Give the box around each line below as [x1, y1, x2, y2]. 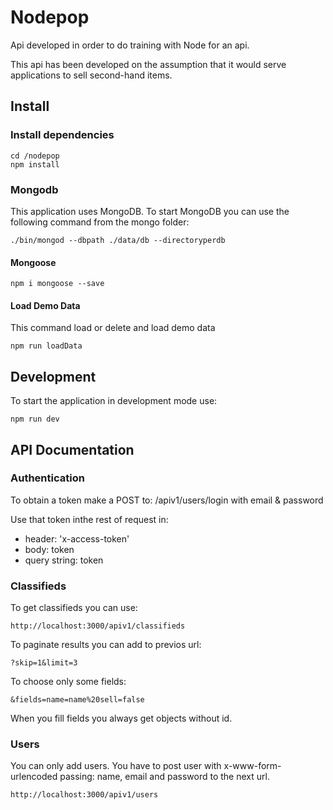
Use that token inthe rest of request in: [10, 513, 169, 525]
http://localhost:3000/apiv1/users [10, 790, 159, 800]
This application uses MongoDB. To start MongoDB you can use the [10, 205, 290, 217]
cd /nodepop [10, 151, 60, 161]
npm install [10, 159, 60, 170]
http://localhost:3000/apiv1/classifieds [10, 621, 186, 631]
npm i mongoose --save [10, 279, 105, 289]
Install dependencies [10, 128, 115, 142]
